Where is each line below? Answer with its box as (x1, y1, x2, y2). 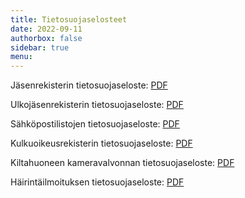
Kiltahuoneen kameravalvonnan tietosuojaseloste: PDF (10, 157, 235, 169)
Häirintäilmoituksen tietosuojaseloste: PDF (10, 176, 185, 188)
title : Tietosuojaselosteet (10, 14, 128, 25)
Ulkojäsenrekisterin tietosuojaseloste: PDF (10, 99, 184, 111)
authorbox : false (10, 33, 83, 43)
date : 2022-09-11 (10, 24, 83, 34)
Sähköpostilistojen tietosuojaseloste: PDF (10, 118, 180, 130)
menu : (10, 52, 33, 62)
